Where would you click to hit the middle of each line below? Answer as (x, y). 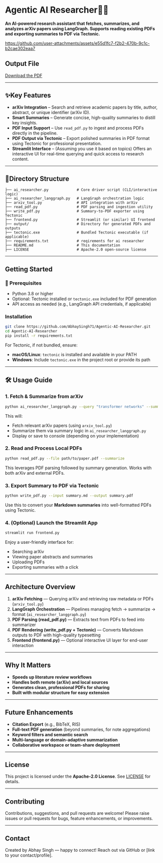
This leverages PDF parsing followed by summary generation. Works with (78, 468)
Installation (19, 316)
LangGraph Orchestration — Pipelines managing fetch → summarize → (84, 609)
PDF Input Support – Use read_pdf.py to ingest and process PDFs (78, 128)
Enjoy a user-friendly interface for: (40, 542)
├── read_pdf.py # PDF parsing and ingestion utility (79, 207)
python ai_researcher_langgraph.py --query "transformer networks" (75, 406)
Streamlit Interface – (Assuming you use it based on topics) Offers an (82, 149)
